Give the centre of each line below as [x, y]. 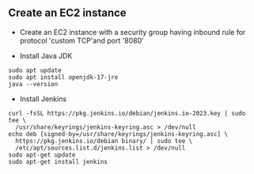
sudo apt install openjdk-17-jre [63, 77]
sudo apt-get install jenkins [58, 161]
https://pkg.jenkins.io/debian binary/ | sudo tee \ [104, 141]
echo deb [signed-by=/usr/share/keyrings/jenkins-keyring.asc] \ [118, 134]
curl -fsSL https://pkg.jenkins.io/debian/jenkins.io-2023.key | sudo [127, 113]
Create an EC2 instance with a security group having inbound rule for [133, 32]
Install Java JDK [46, 55]
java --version [33, 84]
